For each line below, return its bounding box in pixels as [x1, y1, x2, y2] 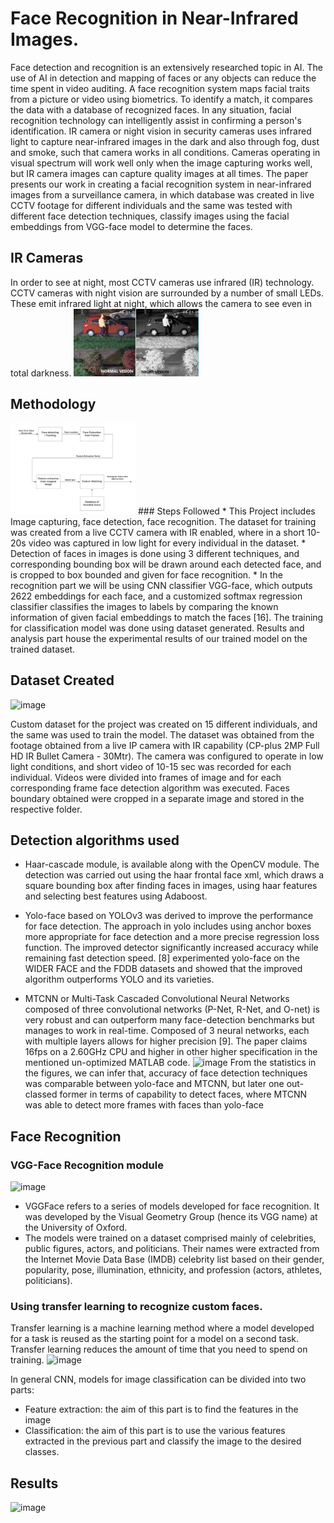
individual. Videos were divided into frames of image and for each [10, 771, 282, 783]
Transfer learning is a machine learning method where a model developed [10, 1322, 315, 1334]
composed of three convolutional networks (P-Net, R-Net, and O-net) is [24, 1003, 320, 1016]
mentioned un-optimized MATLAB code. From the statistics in [24, 1057, 317, 1069]
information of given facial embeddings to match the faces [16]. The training [10, 611, 324, 623]
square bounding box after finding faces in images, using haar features [24, 880, 318, 892]
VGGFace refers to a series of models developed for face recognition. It [24, 1200, 320, 1212]
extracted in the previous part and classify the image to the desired [24, 1435, 302, 1447]
